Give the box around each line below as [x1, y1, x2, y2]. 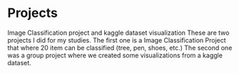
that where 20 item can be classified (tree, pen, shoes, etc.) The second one [7, 43, 233, 52]
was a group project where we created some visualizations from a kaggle [7, 51, 223, 60]
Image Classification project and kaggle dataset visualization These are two [7, 28, 230, 37]
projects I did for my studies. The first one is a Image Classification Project [7, 35, 226, 44]
